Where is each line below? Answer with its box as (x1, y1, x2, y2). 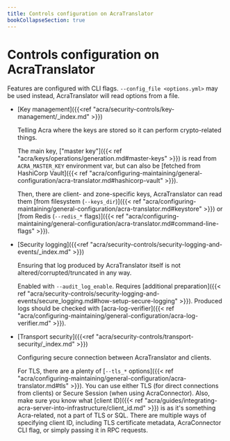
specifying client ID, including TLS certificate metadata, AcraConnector (17, 419, 222, 427)
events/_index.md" (17, 248, 72, 256)
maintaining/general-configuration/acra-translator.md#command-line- (17, 220, 219, 228)
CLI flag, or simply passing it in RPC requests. (17, 426, 148, 435)
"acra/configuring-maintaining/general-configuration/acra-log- (17, 312, 199, 320)
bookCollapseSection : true (7, 17, 85, 24)
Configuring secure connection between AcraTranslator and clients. (17, 353, 212, 362)
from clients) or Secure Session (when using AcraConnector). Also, (17, 389, 211, 397)
